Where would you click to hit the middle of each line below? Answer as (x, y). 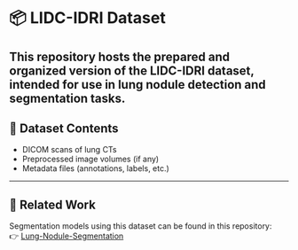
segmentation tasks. (67, 98)
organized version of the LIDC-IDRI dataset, (132, 70)
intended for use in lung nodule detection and (137, 85)
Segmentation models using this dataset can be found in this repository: (141, 226)
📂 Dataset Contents (64, 128)
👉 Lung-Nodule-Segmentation (67, 236)
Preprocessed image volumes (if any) (90, 159)
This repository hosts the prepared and (120, 56)
